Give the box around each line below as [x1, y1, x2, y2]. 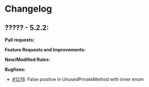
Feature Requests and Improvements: [5, 47, 86, 52]
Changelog [5, 3, 52, 15]
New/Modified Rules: [5, 56, 50, 63]
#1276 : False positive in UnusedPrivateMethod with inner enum [12, 76, 144, 82]
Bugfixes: [5, 67, 26, 72]
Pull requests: [5, 37, 35, 43]
